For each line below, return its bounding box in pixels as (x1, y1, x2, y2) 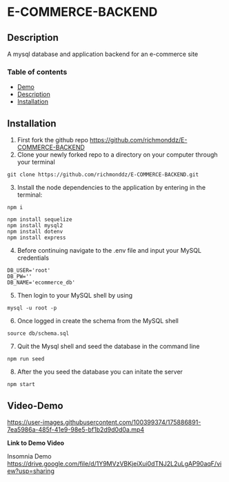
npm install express (7, 234, 67, 242)
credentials (17, 253, 50, 262)
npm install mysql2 (7, 222, 63, 229)
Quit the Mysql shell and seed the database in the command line (17, 343, 200, 351)
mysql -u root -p (7, 305, 57, 311)
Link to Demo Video (7, 438, 64, 447)
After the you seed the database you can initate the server (17, 367, 183, 376)
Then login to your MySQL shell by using (17, 291, 133, 300)
